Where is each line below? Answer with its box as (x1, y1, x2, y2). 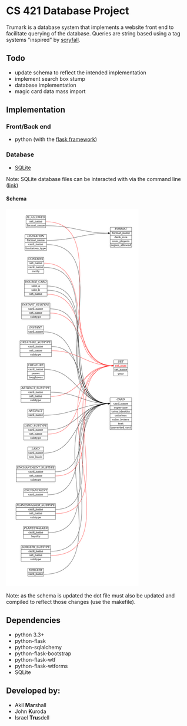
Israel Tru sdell (14, 714, 50, 721)
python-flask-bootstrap (14, 650, 72, 657)
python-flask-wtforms (14, 662, 68, 669)
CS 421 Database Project (6, 4, 129, 18)
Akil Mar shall (14, 701, 47, 708)
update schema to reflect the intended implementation (14, 69, 147, 76)
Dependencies (6, 615, 61, 626)
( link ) (6, 182, 19, 189)
